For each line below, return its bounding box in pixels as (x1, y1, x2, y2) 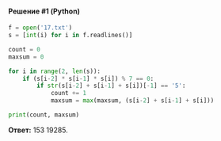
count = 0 (8, 45, 41, 53)
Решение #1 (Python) (8, 6, 81, 16)
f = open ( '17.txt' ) (8, 24, 73, 32)
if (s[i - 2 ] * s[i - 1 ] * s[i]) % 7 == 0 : (22, 74, 154, 82)
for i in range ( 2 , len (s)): (8, 67, 101, 75)
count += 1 (50, 90, 87, 97)
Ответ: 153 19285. (8, 125, 69, 135)
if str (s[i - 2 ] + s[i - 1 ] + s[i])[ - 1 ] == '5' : (36, 82, 186, 90)
